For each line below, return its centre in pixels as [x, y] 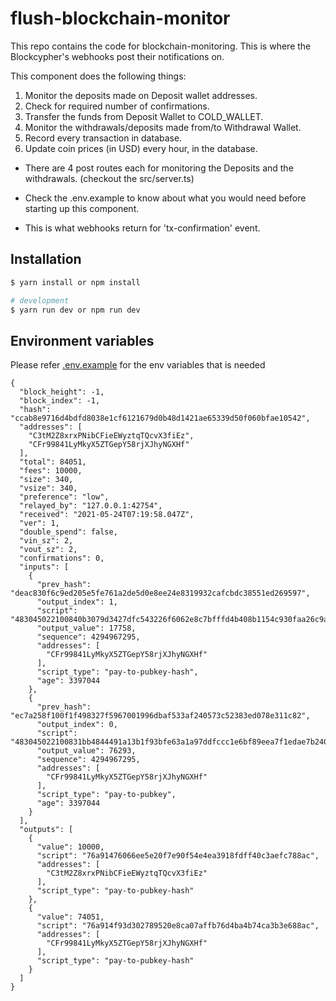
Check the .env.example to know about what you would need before [165, 198]
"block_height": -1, [62, 392]
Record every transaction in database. [103, 138]
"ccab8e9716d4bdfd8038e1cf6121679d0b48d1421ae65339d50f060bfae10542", [160, 418]
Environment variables [82, 340]
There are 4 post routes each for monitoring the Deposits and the [159, 168]
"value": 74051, [70, 917]
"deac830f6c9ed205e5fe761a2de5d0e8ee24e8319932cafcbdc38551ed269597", [160, 593]
